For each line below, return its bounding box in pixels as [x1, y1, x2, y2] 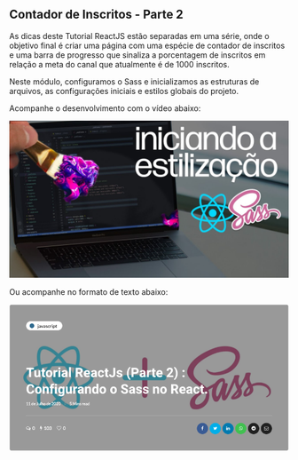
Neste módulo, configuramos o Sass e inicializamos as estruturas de [9, 75, 260, 87]
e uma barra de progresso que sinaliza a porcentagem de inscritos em [9, 49, 266, 60]
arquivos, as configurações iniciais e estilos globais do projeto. [9, 85, 239, 96]
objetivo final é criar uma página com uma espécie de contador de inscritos [9, 40, 286, 51]
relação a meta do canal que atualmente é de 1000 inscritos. [9, 59, 230, 69]
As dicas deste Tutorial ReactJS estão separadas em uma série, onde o [9, 30, 270, 41]
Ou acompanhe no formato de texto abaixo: [9, 287, 169, 297]
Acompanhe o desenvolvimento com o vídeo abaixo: [9, 102, 201, 114]
